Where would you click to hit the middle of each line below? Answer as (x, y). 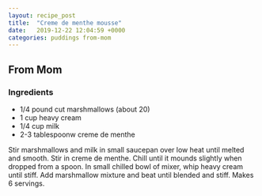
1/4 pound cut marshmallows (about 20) (85, 109)
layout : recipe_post (42, 15)
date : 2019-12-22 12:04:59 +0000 (67, 30)
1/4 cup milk (40, 126)
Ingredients (31, 92)
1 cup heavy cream (50, 117)
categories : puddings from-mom (60, 38)
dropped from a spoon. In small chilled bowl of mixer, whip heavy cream (126, 166)
